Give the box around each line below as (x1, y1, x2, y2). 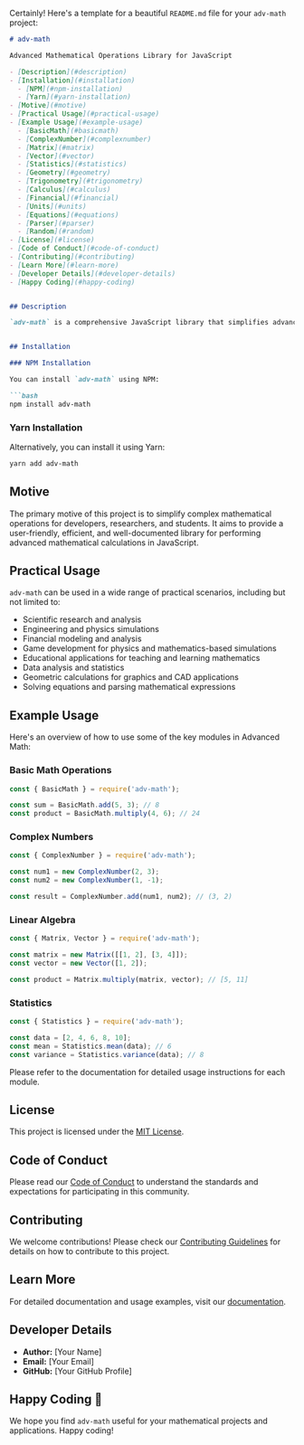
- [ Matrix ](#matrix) (17, 143, 95, 152)
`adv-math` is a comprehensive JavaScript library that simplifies (9, 318, 270, 327)
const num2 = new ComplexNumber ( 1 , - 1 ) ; (9, 876, 165, 885)
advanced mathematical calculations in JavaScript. (9, 537, 199, 548)
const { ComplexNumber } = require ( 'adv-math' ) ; (9, 851, 196, 860)
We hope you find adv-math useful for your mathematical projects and (9, 1415, 269, 1427)
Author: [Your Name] (22, 1346, 102, 1357)
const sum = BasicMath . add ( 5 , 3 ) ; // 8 (9, 800, 160, 810)
